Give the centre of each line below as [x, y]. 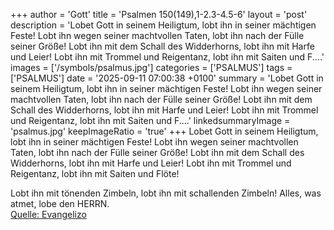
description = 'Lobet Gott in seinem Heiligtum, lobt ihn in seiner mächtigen [163, 25]
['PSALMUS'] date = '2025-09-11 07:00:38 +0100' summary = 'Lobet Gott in [167, 78]
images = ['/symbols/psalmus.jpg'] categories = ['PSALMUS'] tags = [151, 67]
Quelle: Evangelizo [48, 214]
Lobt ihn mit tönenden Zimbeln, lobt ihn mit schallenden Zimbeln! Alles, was [166, 193]
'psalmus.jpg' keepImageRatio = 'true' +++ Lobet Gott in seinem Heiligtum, [164, 131]
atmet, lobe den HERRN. [60, 203]
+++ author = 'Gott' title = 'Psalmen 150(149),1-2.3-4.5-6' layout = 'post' [159, 14]
